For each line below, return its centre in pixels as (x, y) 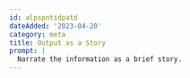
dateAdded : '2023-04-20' (56, 26)
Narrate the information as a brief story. (99, 59)
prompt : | (28, 51)
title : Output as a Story (57, 43)
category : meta (38, 34)
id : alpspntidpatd (43, 17)
